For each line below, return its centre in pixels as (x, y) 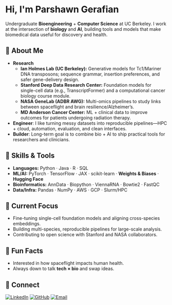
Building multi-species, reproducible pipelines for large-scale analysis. (87, 229)
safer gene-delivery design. (50, 79)
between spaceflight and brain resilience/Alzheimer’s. (77, 107)
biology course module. (45, 96)
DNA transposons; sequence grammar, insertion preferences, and (90, 74)
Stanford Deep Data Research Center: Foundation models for (86, 85)
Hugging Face (28, 179)
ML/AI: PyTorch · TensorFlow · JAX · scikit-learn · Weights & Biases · (86, 174)
